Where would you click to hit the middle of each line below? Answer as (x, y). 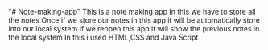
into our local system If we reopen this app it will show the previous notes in (134, 29)
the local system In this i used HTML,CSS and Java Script (103, 37)
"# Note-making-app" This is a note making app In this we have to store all (132, 12)
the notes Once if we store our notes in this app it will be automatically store (134, 20)
